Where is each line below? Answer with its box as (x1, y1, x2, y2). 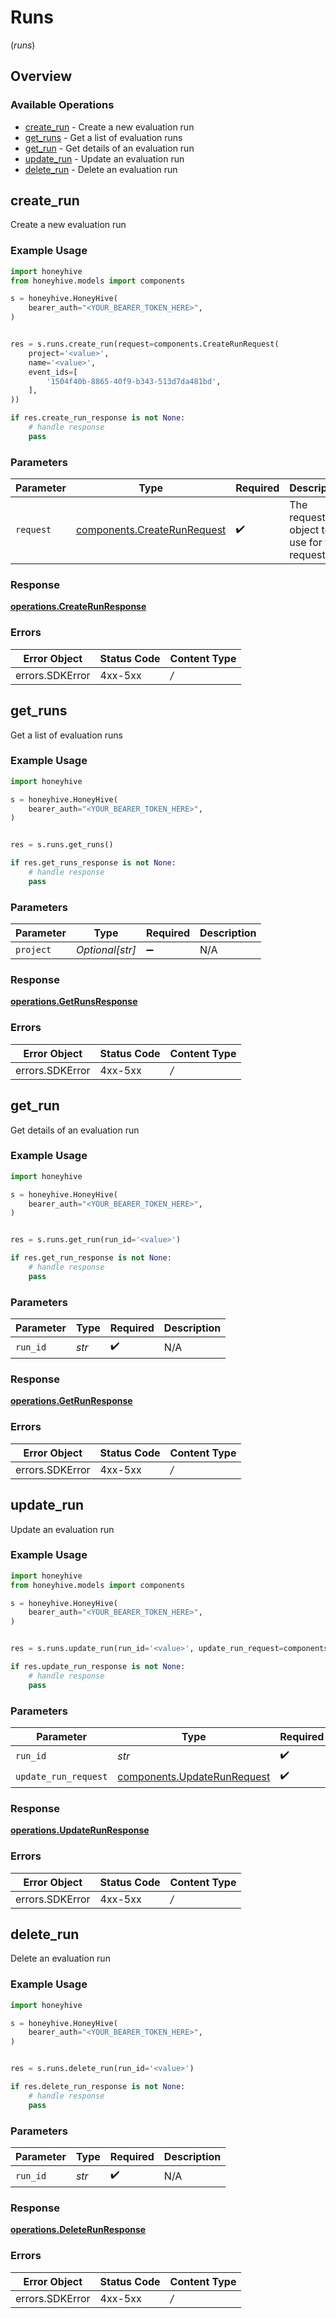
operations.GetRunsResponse (10, 996, 138, 1008)
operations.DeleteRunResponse (10, 2224, 147, 2236)
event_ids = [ (28, 367, 78, 377)
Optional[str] (75, 943, 137, 957)
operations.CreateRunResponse (10, 601, 147, 613)
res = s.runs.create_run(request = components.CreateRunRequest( (10, 339, 280, 350)
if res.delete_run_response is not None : (10, 2082, 186, 2092)
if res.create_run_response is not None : (10, 413, 186, 423)
